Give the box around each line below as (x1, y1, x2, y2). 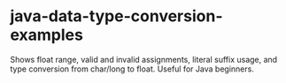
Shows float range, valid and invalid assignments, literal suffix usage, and (10, 54, 278, 64)
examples (10, 25, 83, 45)
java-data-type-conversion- (10, 6, 223, 26)
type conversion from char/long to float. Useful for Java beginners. (10, 64, 255, 74)
